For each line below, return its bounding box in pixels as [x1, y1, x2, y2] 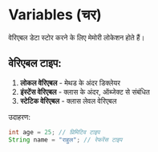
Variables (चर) [8, 6, 102, 24]
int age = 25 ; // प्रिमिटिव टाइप [8, 128, 100, 136]
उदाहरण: [8, 112, 30, 121]
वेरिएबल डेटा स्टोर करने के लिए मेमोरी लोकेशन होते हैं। [8, 32, 145, 42]
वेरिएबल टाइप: [8, 56, 62, 70]
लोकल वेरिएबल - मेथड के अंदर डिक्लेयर [19, 78, 121, 88]
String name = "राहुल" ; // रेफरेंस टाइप [8, 135, 123, 144]
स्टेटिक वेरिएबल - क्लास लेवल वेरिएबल [19, 96, 117, 105]
